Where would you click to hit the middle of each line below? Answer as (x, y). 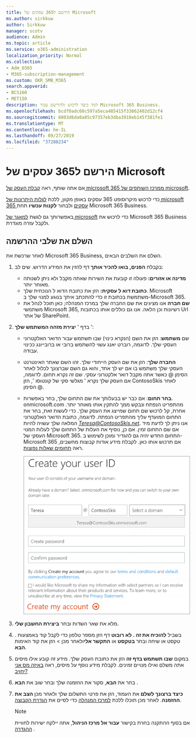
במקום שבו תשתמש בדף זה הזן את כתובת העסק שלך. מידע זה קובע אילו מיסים (101, 659)
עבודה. (31, 351)
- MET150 (17, 99)
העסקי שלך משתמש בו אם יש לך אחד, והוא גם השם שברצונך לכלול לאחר (103, 368)
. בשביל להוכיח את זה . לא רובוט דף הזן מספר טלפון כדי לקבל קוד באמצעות (98, 635)
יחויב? (21, 671)
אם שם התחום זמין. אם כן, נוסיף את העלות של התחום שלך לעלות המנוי (101, 429)
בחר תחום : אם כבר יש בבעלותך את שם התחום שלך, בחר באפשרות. (98, 398)
